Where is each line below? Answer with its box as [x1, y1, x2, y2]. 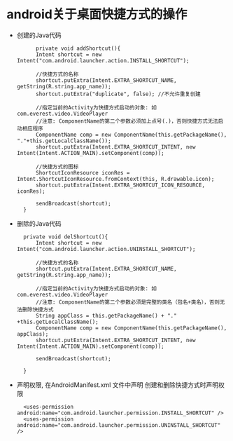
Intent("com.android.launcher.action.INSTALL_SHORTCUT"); [16, 57, 190, 64]
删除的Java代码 [16, 219, 62, 228]
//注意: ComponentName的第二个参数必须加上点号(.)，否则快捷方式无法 [35, 117, 218, 125]
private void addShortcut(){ [35, 45, 121, 52]
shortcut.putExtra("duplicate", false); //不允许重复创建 [35, 90, 201, 97]
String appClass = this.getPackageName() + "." [35, 312, 177, 319]
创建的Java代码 [16, 31, 62, 39]
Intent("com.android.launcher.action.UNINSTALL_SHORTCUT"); [16, 245, 196, 252]
